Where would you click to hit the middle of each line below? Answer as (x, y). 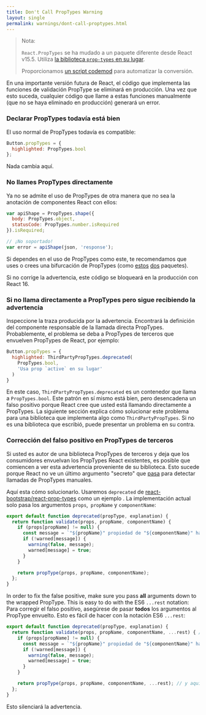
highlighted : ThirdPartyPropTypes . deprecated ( (72, 357)
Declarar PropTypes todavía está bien (63, 118)
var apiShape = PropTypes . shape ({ (51, 213)
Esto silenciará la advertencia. (44, 706)
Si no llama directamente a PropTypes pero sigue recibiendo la (101, 300)
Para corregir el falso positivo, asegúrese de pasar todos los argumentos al (101, 609)
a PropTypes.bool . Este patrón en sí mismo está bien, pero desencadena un (101, 398)
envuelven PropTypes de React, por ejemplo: (63, 341)
